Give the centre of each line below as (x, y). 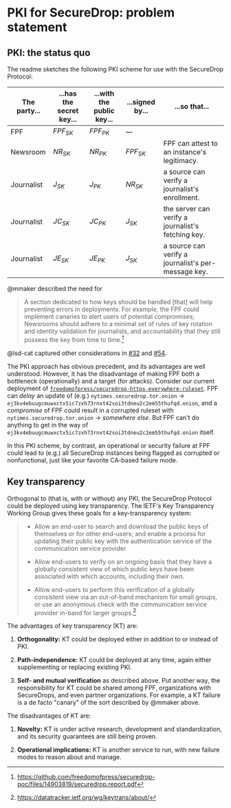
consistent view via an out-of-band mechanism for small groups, (126, 597)
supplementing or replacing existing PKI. (74, 667)
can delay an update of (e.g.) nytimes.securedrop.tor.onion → (96, 395)
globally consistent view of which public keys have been (114, 568)
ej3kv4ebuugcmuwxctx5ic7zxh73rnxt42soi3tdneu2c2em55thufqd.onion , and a (112, 403)
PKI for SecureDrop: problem (91, 13)
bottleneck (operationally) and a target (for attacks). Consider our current (111, 381)
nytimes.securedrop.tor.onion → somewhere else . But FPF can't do (103, 417)
